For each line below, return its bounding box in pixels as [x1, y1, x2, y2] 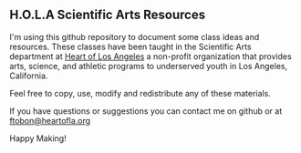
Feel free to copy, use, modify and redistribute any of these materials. [9, 87, 271, 98]
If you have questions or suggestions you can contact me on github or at [9, 105, 283, 117]
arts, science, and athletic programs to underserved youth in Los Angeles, [9, 60, 288, 71]
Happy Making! [9, 132, 67, 144]
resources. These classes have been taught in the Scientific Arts [9, 41, 253, 52]
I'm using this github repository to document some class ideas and [9, 31, 260, 42]
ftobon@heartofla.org [9, 115, 91, 126]
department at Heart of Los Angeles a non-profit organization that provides [9, 50, 292, 62]
